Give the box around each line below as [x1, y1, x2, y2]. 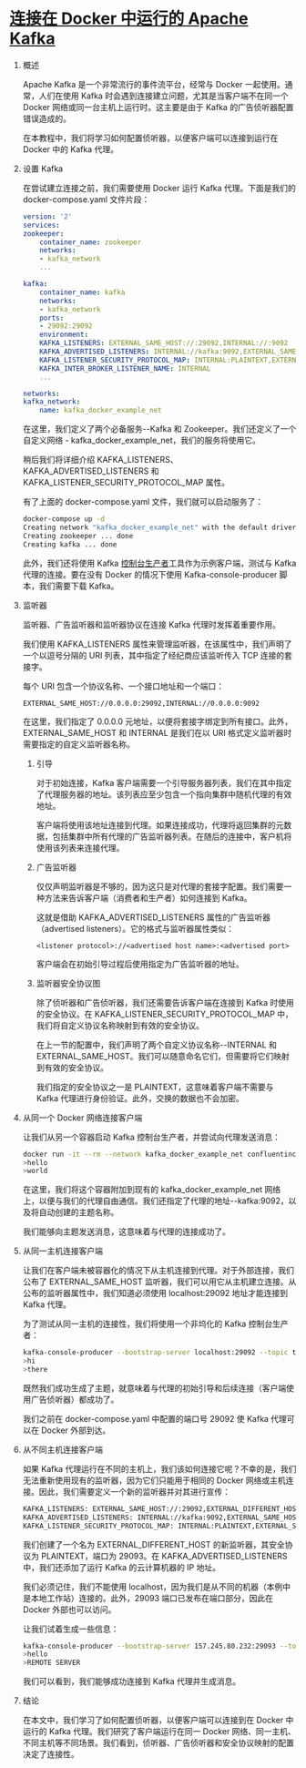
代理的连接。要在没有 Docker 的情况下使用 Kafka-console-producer [22, 568, 278, 579]
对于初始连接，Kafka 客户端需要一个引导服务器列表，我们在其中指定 [36, 777, 292, 788]
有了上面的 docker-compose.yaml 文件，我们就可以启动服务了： [22, 496, 264, 507]
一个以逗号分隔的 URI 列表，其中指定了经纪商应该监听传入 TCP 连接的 [22, 649, 285, 660]
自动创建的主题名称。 [38, 1207, 119, 1218]
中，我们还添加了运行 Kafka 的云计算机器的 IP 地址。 [22, 1561, 221, 1572]
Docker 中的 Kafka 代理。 [22, 143, 118, 155]
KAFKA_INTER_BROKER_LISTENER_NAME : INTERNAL [39, 363, 211, 373]
